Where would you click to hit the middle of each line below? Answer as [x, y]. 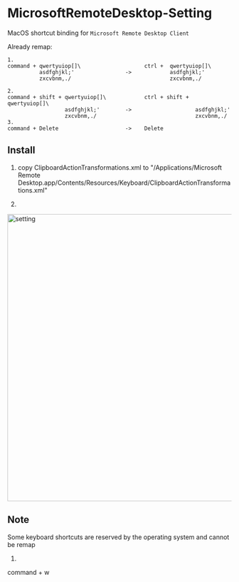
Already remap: [30, 46]
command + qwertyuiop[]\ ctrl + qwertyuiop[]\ [110, 66]
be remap [21, 544]
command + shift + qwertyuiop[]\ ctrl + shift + [99, 97]
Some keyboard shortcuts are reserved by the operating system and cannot [118, 537]
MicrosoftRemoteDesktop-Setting [110, 13]
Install [21, 150]
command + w [28, 572]
